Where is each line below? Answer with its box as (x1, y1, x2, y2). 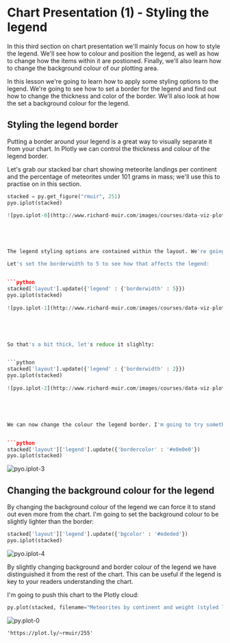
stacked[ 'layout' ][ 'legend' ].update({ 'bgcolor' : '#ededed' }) (7, 530, 188, 538)
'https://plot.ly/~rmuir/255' (7, 629, 94, 636)
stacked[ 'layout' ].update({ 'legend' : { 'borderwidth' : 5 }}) (7, 285, 186, 292)
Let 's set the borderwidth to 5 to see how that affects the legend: (7, 261, 210, 268)
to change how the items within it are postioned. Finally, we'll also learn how (7, 56, 222, 65)
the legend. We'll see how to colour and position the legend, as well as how (7, 49, 220, 58)
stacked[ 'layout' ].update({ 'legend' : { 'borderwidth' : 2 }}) (7, 366, 186, 373)
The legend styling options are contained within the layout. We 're (7, 248, 207, 255)
